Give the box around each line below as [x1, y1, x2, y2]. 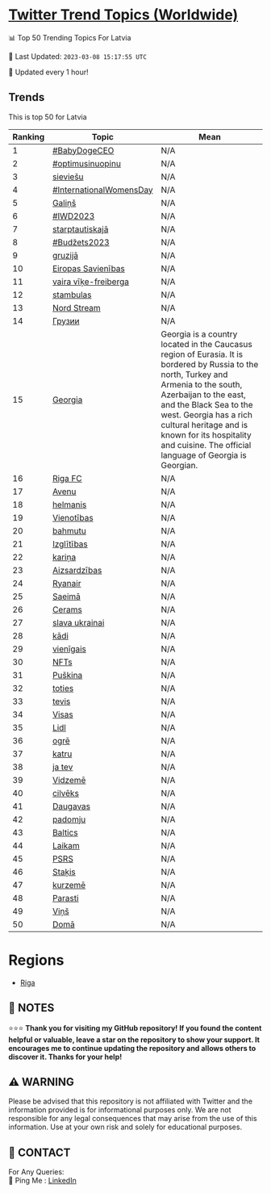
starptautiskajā [52, 224, 109, 235]
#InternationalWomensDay [52, 184, 153, 195]
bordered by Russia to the [161, 358, 259, 370]
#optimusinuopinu [52, 157, 121, 169]
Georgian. [161, 459, 198, 471]
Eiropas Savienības [52, 262, 125, 274]
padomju [52, 814, 86, 825]
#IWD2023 [52, 210, 95, 221]
